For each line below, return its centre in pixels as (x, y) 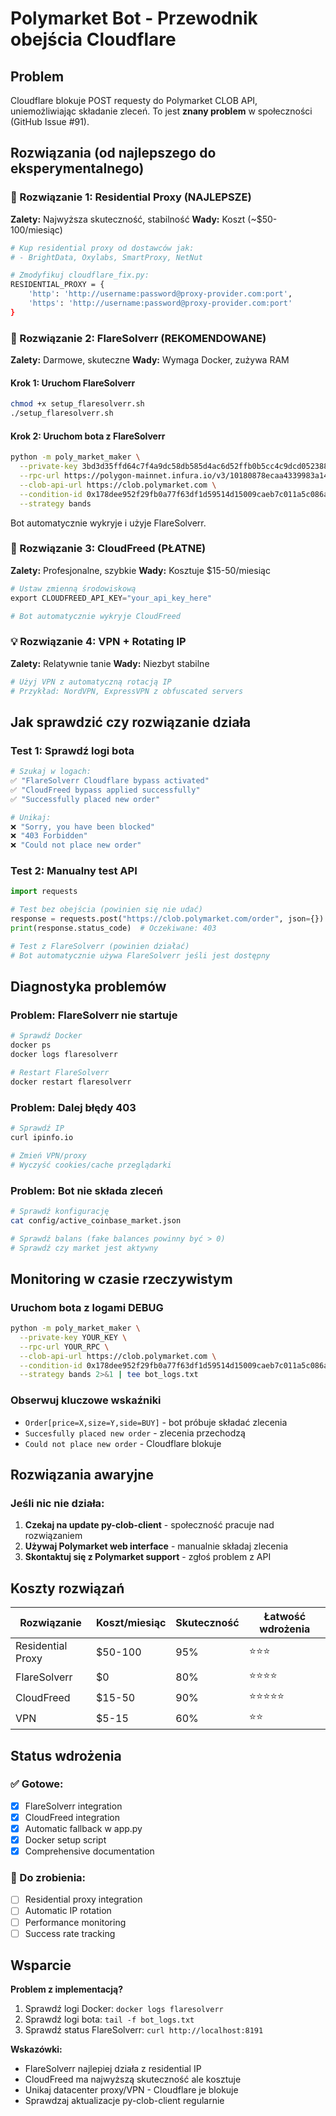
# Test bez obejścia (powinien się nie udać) (106, 910)
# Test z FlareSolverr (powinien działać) (100, 946)
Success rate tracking (70, 1933)
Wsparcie (41, 1965)
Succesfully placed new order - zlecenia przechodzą (135, 1433)
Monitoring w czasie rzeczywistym (121, 1278)
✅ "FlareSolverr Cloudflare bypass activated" (110, 781)
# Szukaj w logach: (51, 772)
